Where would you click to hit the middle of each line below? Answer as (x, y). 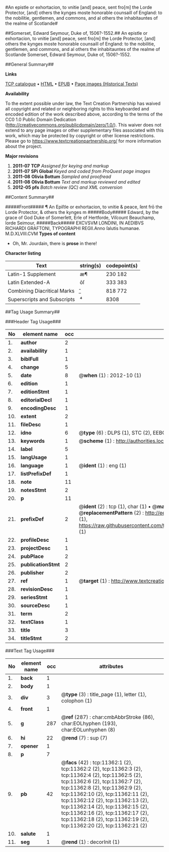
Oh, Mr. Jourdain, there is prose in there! (55, 243)
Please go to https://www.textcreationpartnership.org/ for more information (83, 141)
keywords (33, 441)
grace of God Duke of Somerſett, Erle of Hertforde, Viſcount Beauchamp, (80, 217)
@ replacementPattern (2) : (111, 513)
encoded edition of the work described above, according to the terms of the (84, 114)
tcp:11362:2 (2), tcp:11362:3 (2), (102, 769)
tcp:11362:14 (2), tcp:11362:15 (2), (105, 807)
